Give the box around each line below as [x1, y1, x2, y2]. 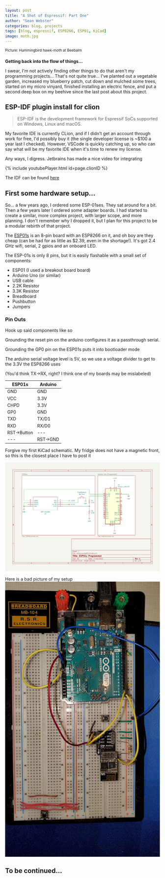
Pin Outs [5, 316, 26, 323]
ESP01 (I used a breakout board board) [12, 267, 91, 273]
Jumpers [12, 304, 30, 310]
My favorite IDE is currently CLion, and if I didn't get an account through [5, 131, 151, 137]
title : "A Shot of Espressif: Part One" [5, 13, 89, 18]
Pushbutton [12, 299, 36, 305]
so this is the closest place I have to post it [5, 453, 91, 458]
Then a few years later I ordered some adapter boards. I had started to [5, 207, 148, 213]
